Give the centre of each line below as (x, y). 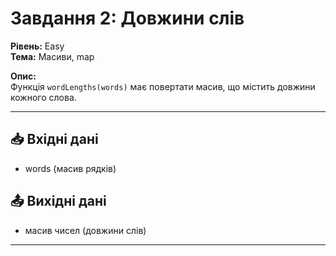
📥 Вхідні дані (54, 139)
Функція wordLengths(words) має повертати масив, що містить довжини (163, 86)
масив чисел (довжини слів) (85, 230)
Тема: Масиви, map (52, 56)
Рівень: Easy (37, 46)
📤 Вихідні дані (58, 201)
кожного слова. (43, 97)
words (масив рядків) (70, 168)
